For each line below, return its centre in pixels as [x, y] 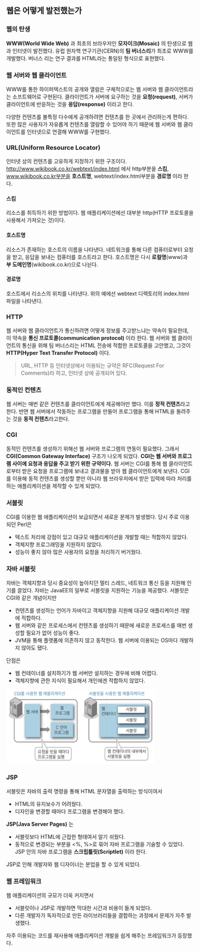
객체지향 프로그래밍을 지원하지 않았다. [59, 545]
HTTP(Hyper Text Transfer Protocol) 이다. [58, 353]
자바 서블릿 [21, 569]
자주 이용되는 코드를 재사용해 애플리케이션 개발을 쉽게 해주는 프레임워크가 [91, 935]
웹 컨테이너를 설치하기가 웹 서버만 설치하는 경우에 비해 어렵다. [86, 673]
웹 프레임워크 [24, 881]
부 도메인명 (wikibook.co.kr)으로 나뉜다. [52, 264]
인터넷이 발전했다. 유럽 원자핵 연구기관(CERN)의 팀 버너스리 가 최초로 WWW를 [103, 51]
